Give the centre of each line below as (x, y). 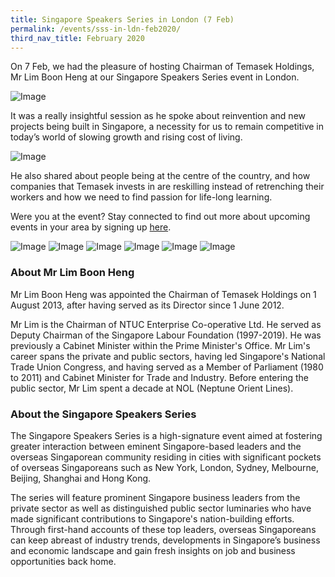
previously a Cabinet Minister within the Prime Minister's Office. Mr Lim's (160, 345)
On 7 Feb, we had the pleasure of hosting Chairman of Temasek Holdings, (162, 67)
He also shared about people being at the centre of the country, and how (160, 176)
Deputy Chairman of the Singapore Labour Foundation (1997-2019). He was (166, 335)
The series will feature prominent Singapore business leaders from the (155, 497)
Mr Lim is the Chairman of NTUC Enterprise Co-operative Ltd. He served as (166, 324)
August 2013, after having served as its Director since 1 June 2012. (147, 305)
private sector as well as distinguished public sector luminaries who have (161, 508)
